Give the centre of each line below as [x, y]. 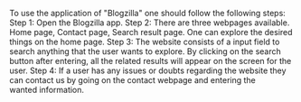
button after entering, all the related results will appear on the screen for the [150, 61]
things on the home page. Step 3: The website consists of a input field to [145, 42]
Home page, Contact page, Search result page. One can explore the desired [151, 32]
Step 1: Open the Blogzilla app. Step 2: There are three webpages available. [150, 23]
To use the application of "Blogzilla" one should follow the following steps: [148, 13]
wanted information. [47, 90]
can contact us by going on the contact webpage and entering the [132, 80]
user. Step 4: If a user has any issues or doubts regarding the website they [148, 70]
